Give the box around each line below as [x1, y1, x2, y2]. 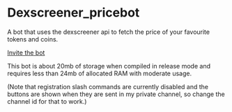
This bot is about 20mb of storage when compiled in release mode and [7, 62, 211, 70]
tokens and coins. [7, 35, 59, 43]
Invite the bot [7, 48, 45, 57]
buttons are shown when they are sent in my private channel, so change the [7, 90, 225, 98]
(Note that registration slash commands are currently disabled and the [7, 82, 209, 91]
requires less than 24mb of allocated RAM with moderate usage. [7, 69, 192, 77]
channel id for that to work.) [7, 97, 87, 105]
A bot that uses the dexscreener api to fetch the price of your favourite [7, 28, 210, 36]
